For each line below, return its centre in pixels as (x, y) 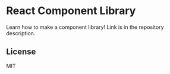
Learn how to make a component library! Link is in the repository (85, 27)
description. (21, 33)
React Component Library (71, 11)
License (21, 52)
